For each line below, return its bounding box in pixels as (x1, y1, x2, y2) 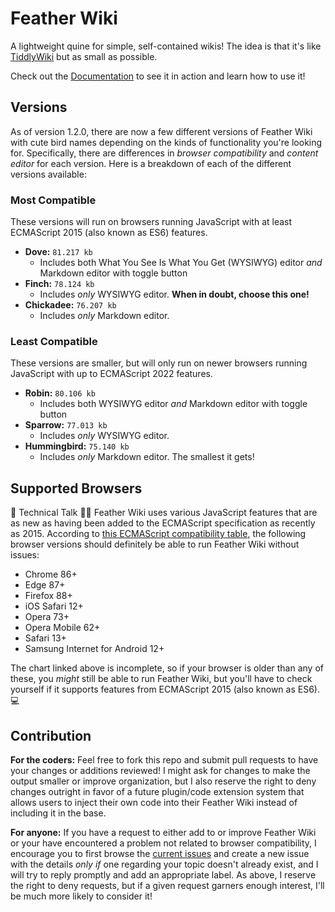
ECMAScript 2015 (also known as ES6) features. (10, 227, 208, 239)
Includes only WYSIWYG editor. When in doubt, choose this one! (39, 288, 310, 301)
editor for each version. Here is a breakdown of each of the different (10, 157, 292, 169)
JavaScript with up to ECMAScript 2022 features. (10, 368, 213, 380)
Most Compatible (10, 193, 97, 207)
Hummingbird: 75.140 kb (24, 440, 130, 452)
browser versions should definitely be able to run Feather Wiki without (10, 538, 300, 551)
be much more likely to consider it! (10, 890, 153, 902)
